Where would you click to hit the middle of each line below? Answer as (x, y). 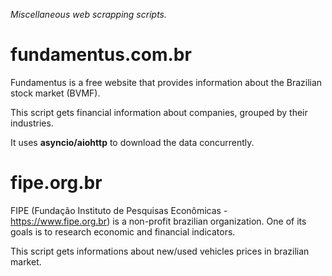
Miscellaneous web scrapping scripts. (89, 14)
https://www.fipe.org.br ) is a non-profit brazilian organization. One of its (158, 221)
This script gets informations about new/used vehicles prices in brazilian (160, 251)
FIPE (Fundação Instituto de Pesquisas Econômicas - (119, 210)
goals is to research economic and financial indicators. (123, 231)
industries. (32, 123)
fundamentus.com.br (101, 55)
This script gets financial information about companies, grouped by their (159, 112)
